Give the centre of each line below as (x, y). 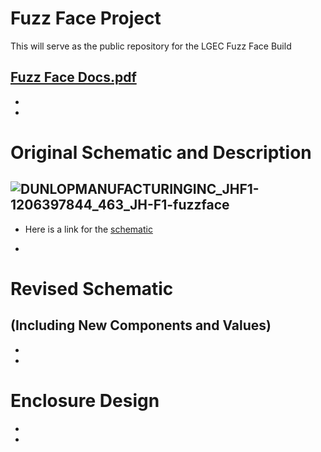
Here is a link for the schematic (88, 229)
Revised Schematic (92, 288)
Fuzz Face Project (86, 18)
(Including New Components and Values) (141, 325)
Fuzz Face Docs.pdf (73, 77)
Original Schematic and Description (161, 152)
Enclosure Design (85, 400)
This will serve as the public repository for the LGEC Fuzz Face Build (151, 46)
